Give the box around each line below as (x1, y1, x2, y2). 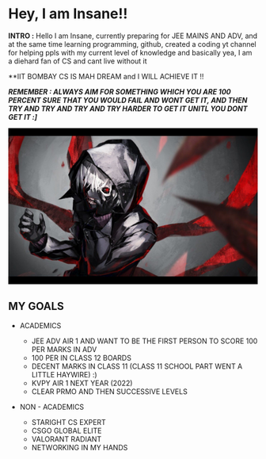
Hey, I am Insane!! (8, 5, 128, 23)
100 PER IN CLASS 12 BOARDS (31, 353, 132, 362)
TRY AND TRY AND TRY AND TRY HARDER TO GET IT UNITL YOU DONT (8, 104, 248, 113)
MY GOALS (8, 300, 65, 313)
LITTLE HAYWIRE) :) (31, 369, 97, 379)
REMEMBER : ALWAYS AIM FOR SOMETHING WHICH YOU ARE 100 (8, 86, 231, 96)
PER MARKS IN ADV (31, 344, 97, 354)
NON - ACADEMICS (19, 402, 85, 411)
